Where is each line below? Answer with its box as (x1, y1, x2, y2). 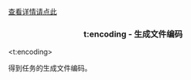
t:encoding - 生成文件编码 (83, 29, 183, 40)
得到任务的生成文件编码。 (8, 64, 92, 73)
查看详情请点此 (8, 7, 57, 16)
